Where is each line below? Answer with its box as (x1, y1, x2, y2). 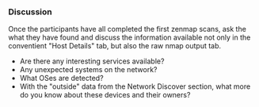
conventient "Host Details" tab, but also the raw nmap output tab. (8, 41, 222, 51)
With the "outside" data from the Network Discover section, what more (19, 82, 251, 91)
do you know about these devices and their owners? (19, 90, 191, 100)
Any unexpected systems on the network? (19, 65, 158, 75)
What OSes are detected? (19, 74, 105, 83)
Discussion (8, 6, 53, 17)
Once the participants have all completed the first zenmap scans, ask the (8, 25, 247, 34)
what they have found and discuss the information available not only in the (8, 32, 251, 42)
